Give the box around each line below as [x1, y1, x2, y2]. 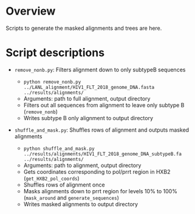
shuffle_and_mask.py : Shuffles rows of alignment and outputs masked [14, 126, 190, 134]
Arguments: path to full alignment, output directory [23, 95, 151, 102]
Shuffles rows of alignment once [23, 181, 105, 188]
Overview [5, 4, 56, 18]
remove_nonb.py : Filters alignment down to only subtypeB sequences [14, 66, 186, 73]
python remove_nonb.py [23, 79, 81, 85]
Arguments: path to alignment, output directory [23, 162, 142, 169]
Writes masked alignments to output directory [23, 200, 138, 208]
